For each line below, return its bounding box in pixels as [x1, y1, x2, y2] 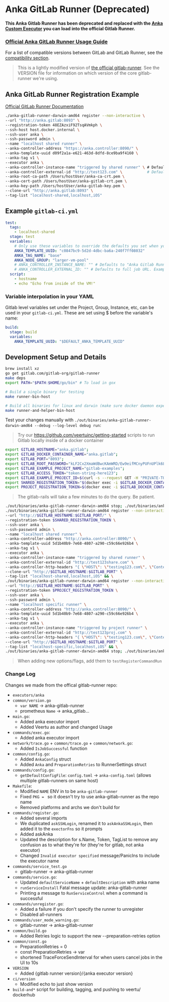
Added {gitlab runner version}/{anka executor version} [20, 970, 133, 976]
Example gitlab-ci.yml [5, 207, 79, 215]
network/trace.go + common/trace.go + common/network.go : [12, 740, 133, 746]
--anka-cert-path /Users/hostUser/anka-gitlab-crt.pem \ [5, 179, 127, 184]
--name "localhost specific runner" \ [5, 602, 87, 607]
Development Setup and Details [5, 353, 107, 361]
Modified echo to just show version [20, 981, 93, 987]
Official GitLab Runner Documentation [5, 103, 84, 109]
